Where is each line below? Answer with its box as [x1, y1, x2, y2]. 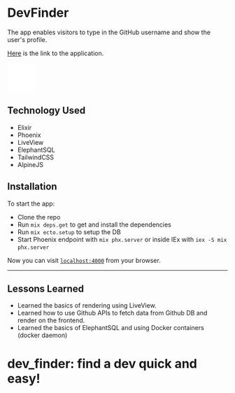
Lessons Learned [7, 283, 84, 294]
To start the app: [7, 199, 55, 208]
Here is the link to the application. [7, 49, 104, 57]
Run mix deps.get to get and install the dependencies [17, 220, 171, 229]
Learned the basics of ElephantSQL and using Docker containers [17, 324, 204, 332]
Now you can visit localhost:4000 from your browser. [7, 256, 161, 264]
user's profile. [7, 35, 48, 43]
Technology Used [7, 105, 86, 117]
